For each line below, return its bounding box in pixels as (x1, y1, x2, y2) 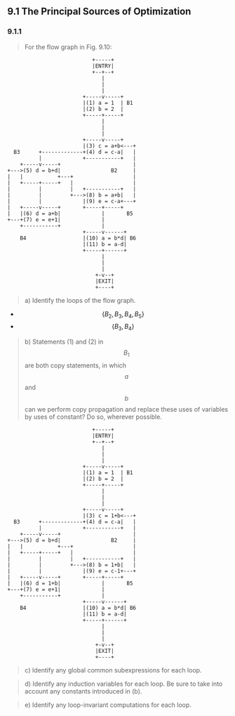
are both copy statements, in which (24, 361, 127, 370)
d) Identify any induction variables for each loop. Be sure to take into (24, 679, 223, 688)
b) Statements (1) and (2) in (24, 337, 104, 346)
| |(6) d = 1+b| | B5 (7, 580, 133, 587)
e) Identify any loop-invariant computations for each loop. (24, 701, 192, 709)
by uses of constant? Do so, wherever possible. (24, 412, 163, 421)
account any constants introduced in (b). (24, 687, 142, 696)
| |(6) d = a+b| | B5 (7, 210, 133, 217)
